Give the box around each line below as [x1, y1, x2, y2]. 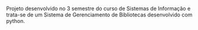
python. [6, 18, 25, 24]
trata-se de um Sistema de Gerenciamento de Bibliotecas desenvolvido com [6, 11, 193, 18]
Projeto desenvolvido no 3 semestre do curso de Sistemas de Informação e [6, 5, 191, 12]
